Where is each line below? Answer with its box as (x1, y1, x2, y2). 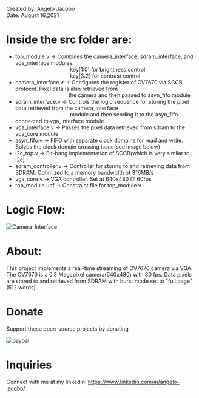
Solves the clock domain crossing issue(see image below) (15, 143, 161, 150)
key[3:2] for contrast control (69, 72, 141, 79)
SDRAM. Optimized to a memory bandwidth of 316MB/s (15, 169, 154, 176)
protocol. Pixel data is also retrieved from (15, 85, 118, 92)
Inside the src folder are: (6, 33, 132, 47)
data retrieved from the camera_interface (15, 104, 118, 112)
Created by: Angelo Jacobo (6, 5, 75, 12)
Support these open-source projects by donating (6, 325, 129, 332)
